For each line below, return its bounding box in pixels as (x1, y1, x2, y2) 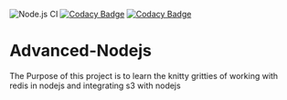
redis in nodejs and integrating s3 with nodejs (9, 80, 181, 91)
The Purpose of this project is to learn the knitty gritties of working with (9, 70, 279, 81)
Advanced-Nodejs (9, 41, 153, 61)
